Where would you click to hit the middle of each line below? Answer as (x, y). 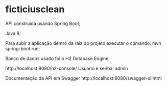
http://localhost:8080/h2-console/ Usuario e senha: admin (67, 68)
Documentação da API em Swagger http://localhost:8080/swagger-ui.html (83, 78)
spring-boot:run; (23, 48)
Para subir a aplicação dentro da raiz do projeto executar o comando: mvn (83, 43)
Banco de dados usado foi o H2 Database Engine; (58, 58)
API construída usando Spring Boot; (43, 23)
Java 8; (13, 33)
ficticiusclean (35, 9)
